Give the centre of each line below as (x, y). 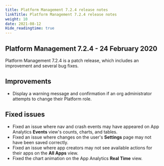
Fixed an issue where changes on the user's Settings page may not (82, 137)
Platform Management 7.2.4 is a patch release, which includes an (72, 60)
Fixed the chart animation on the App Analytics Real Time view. (78, 158)
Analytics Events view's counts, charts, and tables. (65, 132)
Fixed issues (25, 114)
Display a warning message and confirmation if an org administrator (82, 93)
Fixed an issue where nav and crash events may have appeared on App (86, 126)
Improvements (28, 82)
